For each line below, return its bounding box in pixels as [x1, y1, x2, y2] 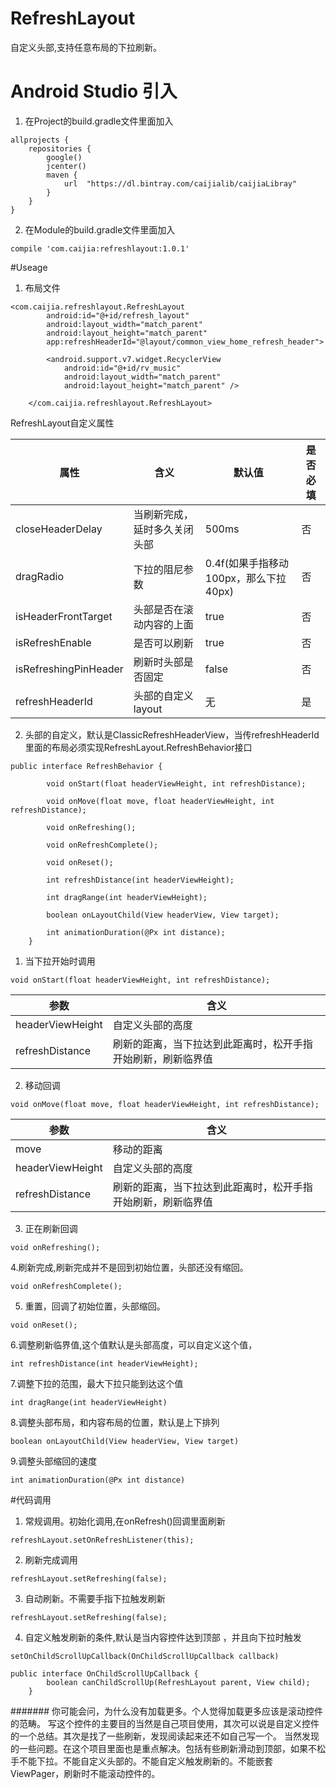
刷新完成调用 [24, 1553, 78, 1566]
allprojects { [10, 135, 70, 145]
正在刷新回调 [24, 1222, 78, 1234]
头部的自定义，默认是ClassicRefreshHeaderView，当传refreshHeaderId [24, 728, 320, 741]
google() [46, 152, 83, 162]
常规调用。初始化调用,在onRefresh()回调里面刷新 [24, 1515, 226, 1527]
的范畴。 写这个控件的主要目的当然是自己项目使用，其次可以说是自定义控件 [10, 1717, 320, 1729]
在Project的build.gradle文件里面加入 [24, 115, 174, 127]
